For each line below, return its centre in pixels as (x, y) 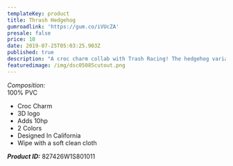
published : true (31, 53)
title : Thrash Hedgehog (42, 20)
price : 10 (21, 40)
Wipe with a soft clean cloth (57, 142)
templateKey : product (38, 14)
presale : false (29, 33)
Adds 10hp (33, 121)
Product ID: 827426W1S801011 (51, 156)
